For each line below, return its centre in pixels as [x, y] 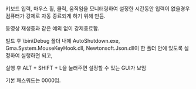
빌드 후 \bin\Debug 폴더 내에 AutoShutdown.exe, [63, 41]
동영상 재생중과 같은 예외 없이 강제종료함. [53, 28]
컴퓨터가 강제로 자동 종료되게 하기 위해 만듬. [56, 16]
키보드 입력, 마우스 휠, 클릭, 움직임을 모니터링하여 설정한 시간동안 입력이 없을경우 [98, 8]
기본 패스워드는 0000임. [33, 80]
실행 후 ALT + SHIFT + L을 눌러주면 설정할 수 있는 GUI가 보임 [76, 68]
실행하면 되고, [37, 55]
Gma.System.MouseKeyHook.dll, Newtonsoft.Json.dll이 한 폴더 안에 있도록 [94, 48]
